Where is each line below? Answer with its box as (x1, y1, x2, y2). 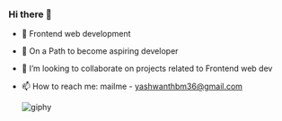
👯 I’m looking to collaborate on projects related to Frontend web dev (21, 63, 273, 74)
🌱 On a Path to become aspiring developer (21, 46, 179, 56)
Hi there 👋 (8, 8, 53, 21)
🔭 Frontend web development (21, 29, 131, 39)
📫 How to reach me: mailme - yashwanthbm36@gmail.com (21, 81, 243, 92)
